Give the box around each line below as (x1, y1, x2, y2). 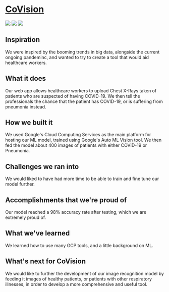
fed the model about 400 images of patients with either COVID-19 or (5, 142, 147, 148)
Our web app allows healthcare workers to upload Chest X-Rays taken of (5, 87, 157, 94)
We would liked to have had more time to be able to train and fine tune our (5, 176, 159, 182)
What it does (5, 74, 46, 83)
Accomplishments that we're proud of (5, 196, 127, 204)
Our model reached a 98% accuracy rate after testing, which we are (5, 209, 147, 215)
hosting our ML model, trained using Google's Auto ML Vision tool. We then (5, 137, 162, 143)
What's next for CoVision (5, 257, 86, 266)
